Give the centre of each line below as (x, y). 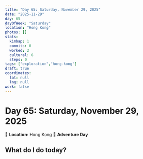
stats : (12, 37)
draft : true (17, 69)
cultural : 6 (22, 55)
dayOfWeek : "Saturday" (28, 23)
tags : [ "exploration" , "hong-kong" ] (41, 64)
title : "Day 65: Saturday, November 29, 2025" (53, 10)
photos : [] (16, 32)
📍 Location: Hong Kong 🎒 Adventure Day (47, 135)
